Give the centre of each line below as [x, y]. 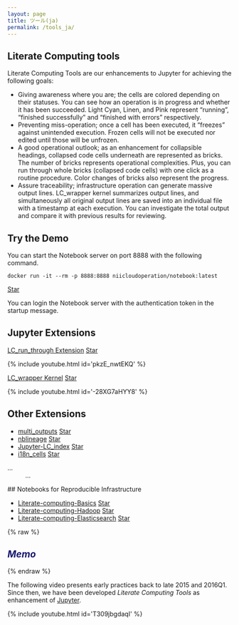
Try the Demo [38, 238]
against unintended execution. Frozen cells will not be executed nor [116, 133]
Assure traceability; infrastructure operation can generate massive [115, 185]
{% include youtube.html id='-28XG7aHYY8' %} [78, 391]
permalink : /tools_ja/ [41, 27]
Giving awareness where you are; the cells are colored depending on [118, 95]
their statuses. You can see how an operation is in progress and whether [124, 102]
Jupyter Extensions [52, 333]
